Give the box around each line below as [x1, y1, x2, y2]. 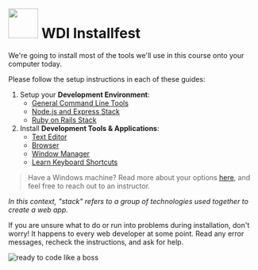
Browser [31, 140, 60, 150]
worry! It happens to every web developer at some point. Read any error [8, 229, 245, 238]
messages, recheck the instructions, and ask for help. [8, 237, 184, 246]
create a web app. [8, 205, 69, 214]
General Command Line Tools [31, 98, 129, 107]
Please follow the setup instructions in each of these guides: [8, 74, 206, 83]
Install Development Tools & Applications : [19, 123, 160, 133]
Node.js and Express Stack [31, 106, 121, 116]
